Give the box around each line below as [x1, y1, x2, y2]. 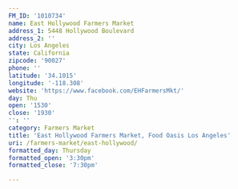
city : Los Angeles [8, 42, 70, 50]
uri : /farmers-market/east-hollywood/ [8, 138, 138, 147]
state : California [8, 49, 70, 57]
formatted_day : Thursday [8, 146, 91, 154]
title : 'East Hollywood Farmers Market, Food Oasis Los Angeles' [8, 131, 231, 139]
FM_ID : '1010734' [8, 11, 67, 20]
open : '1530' [8, 101, 52, 109]
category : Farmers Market [8, 124, 95, 132]
